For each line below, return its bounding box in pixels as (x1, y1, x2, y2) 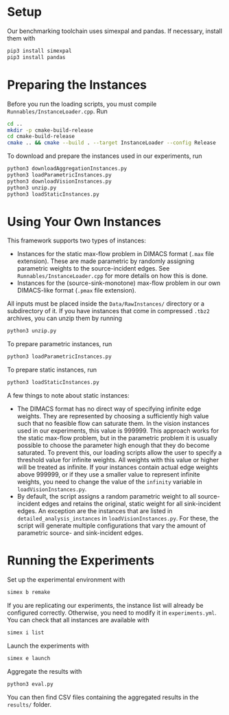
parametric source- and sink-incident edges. (16, 529, 144, 537)
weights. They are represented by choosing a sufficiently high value (16, 412, 209, 420)
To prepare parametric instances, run (7, 340, 112, 348)
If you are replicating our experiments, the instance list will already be (7, 601, 204, 609)
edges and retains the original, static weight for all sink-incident (41, 499, 221, 508)
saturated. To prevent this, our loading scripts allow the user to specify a (16, 449, 222, 457)
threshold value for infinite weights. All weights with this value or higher (16, 456, 219, 464)
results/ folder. (7, 700, 51, 708)
